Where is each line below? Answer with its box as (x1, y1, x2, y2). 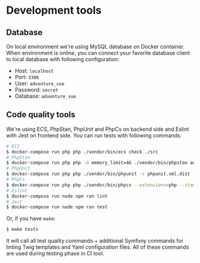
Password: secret (14, 86, 58, 93)
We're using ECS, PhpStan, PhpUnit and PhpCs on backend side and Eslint (6, 126, 189, 133)
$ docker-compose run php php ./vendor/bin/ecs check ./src (6, 149, 159, 155)
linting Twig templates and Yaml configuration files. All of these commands (6, 243, 189, 251)
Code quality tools (6, 109, 76, 120)
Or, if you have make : (6, 215, 56, 222)
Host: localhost (14, 67, 54, 74)
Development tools (6, 4, 102, 17)
